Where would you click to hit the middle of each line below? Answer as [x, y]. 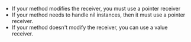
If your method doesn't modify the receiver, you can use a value [90, 27]
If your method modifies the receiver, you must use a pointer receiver [96, 9]
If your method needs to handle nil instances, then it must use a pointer [98, 15]
